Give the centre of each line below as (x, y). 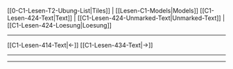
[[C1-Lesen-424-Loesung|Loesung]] (60, 25)
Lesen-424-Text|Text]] (40, 18)
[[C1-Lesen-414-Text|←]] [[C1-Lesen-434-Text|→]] (80, 45)
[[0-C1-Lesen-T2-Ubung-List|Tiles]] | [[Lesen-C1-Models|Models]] (103, 11)
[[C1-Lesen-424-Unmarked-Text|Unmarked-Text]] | (151, 18)
